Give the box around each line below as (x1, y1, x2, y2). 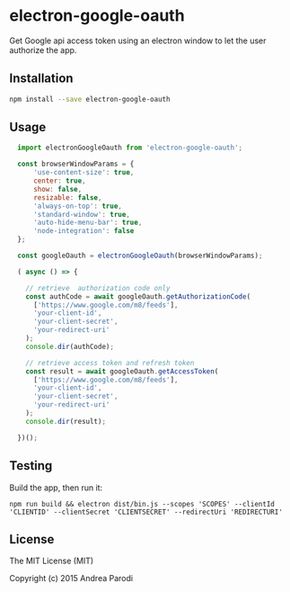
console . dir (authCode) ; (25, 342, 115, 351)
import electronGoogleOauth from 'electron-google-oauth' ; (17, 143, 243, 153)
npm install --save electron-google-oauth (9, 94, 171, 103)
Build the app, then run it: (9, 482, 103, 493)
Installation (9, 71, 74, 86)
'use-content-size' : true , (32, 168, 135, 177)
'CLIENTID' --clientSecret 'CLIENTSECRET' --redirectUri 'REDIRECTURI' (9, 507, 283, 516)
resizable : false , (32, 193, 102, 202)
